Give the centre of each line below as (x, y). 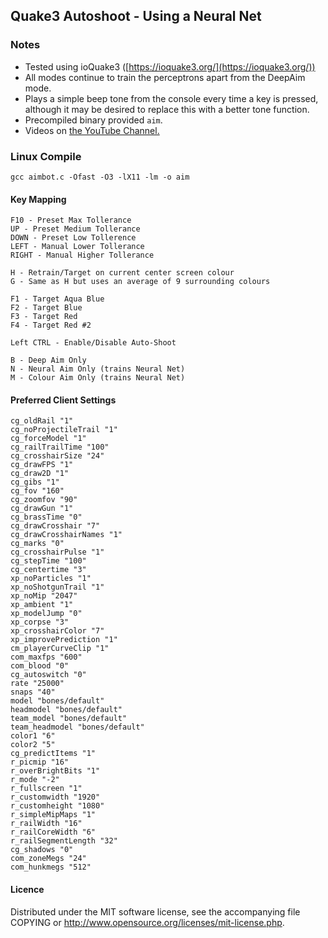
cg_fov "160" (37, 491)
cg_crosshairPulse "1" (57, 552)
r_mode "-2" (35, 780)
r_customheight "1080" (57, 806)
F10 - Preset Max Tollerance (71, 220)
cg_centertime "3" (48, 570)
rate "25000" (37, 684)
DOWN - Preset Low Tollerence (73, 238)
